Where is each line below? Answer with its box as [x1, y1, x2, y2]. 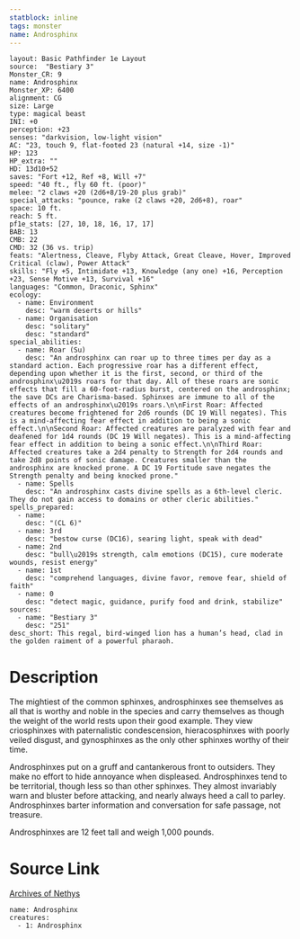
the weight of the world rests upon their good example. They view [9, 716, 253, 727]
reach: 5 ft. [9, 212, 58, 221]
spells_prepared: [9, 503, 75, 513]
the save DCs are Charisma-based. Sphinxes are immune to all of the [9, 393, 276, 402]
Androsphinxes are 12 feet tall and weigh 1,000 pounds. [9, 827, 215, 837]
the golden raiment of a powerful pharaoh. [9, 637, 175, 646]
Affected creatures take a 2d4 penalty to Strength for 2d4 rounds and [9, 448, 283, 457]
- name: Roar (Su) [17, 345, 87, 355]
